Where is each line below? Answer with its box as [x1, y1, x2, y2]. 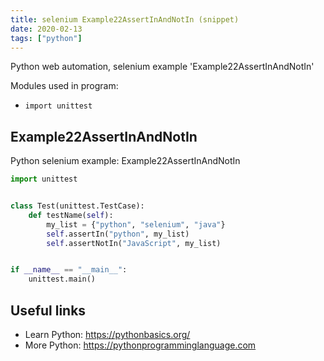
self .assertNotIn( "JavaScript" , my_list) [46, 238, 222, 248]
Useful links [10, 302, 87, 319]
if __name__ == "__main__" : [10, 265, 128, 275]
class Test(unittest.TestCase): [10, 201, 145, 211]
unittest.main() [28, 274, 97, 285]
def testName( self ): [28, 210, 114, 220]
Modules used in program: [10, 80, 119, 92]
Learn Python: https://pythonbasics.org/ [24, 329, 191, 340]
